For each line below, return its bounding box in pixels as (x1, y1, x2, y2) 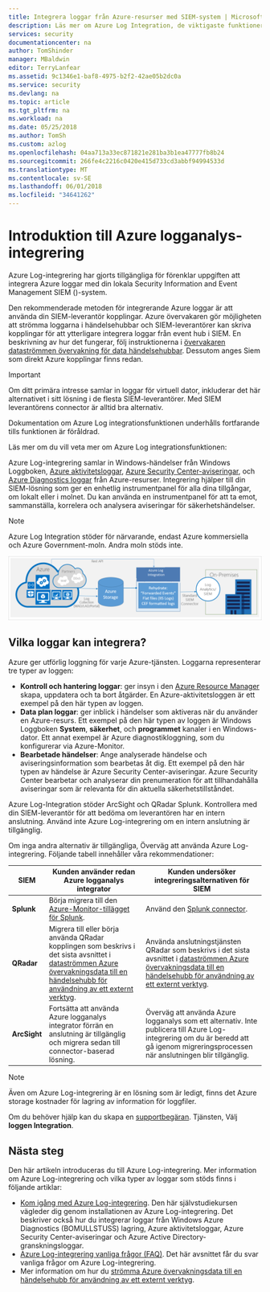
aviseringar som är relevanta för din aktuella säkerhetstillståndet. (19, 784, 235, 794)
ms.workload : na (8, 115, 63, 123)
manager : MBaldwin (8, 55, 70, 64)
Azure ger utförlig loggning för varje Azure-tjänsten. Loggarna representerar (8, 657, 261, 667)
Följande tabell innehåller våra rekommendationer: (47, 849, 215, 859)
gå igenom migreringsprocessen (145, 1042, 253, 1052)
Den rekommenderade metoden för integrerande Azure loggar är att (8, 302, 233, 313)
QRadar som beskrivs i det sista (145, 945, 251, 955)
